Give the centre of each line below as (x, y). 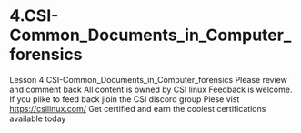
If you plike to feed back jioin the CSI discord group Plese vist (125, 99)
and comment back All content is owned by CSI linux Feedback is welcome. (151, 89)
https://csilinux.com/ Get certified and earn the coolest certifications (138, 108)
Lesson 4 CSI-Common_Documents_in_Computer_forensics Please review (149, 79)
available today (38, 118)
